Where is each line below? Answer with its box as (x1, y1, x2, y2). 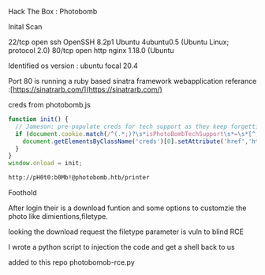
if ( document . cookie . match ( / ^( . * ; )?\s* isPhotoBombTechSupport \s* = (15, 130, 238, 137)
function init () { (8, 115, 69, 123)
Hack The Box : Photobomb (8, 7, 98, 16)
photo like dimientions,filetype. (8, 212, 108, 220)
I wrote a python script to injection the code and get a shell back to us (8, 243, 235, 251)
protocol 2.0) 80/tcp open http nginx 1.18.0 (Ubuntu (8, 46, 175, 55)
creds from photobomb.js (8, 100, 91, 109)
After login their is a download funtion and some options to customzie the (8, 203, 247, 213)
